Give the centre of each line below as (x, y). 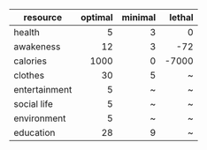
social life (33, 104)
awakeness (37, 46)
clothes (29, 75)
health (27, 32)
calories (30, 61)
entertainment (43, 90)
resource (43, 17)
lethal (181, 17)
